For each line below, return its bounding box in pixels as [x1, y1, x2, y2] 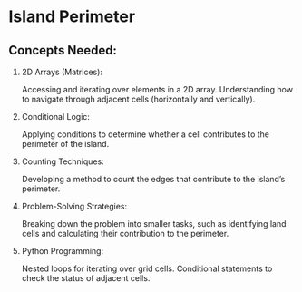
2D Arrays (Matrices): [21, 66, 103, 77]
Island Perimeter [8, 6, 136, 27]
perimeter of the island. [21, 139, 110, 149]
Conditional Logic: [21, 112, 90, 122]
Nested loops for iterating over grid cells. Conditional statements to [21, 263, 273, 274]
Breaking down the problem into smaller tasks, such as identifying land [21, 219, 287, 229]
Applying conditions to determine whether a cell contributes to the [21, 129, 269, 140]
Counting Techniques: [21, 156, 105, 167]
